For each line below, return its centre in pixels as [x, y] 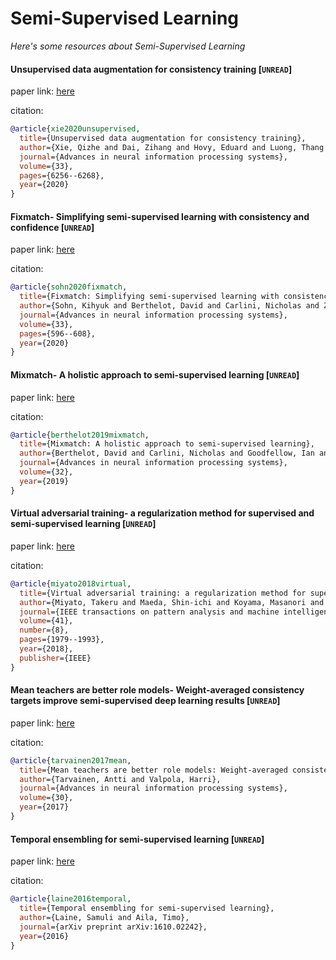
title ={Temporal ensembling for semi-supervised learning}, [147, 908]
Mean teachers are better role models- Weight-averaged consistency [157, 690]
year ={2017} [44, 807]
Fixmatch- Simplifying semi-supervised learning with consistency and [160, 216]
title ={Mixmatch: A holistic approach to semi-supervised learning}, [167, 444]
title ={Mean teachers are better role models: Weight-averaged [153, 770]
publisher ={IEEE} [55, 658]
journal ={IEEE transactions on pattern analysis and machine [149, 612]
